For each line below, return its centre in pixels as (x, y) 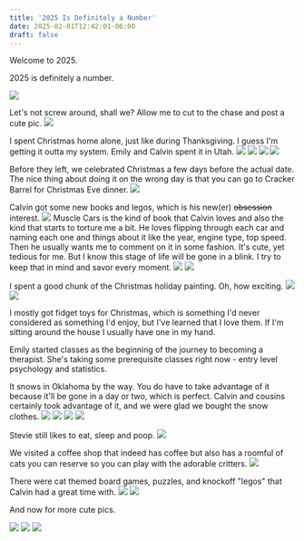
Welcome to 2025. (44, 61)
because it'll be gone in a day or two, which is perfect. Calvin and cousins (147, 397)
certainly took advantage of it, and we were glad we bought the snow (139, 406)
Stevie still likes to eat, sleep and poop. (83, 436)
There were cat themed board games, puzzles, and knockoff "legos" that (146, 481)
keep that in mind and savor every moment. (91, 268)
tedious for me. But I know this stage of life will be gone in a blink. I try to (145, 257)
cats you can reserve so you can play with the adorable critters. (128, 464)
